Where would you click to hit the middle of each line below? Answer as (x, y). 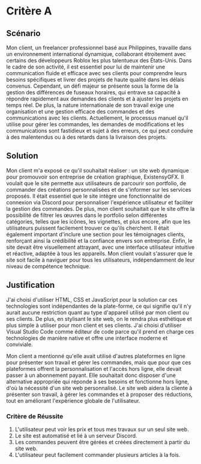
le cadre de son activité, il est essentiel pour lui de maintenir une (86, 67)
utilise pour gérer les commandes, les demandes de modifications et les (95, 124)
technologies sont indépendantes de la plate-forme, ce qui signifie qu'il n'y (99, 306)
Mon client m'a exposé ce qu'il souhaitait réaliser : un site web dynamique (97, 170)
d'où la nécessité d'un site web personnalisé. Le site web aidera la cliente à (99, 388)
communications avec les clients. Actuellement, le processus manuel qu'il (97, 118)
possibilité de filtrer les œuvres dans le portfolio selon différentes (87, 215)
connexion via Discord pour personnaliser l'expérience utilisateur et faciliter (100, 202)
